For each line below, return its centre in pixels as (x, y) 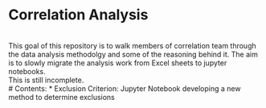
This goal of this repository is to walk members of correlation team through (133, 45)
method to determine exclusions (61, 97)
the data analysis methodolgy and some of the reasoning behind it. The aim (133, 54)
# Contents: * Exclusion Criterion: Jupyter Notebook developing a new (125, 88)
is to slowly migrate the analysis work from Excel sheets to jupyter (118, 63)
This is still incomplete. (46, 80)
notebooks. (27, 71)
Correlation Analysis (78, 15)
